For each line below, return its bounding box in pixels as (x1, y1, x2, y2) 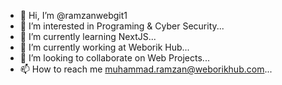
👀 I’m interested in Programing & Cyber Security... (19, 20, 225, 32)
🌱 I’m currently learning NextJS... (19, 31, 157, 42)
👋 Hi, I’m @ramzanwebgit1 (19, 10, 128, 21)
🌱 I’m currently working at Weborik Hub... (19, 41, 190, 53)
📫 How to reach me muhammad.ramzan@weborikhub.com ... (19, 63, 273, 75)
